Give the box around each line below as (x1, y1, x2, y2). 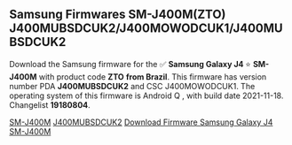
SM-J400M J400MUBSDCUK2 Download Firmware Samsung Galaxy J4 (9, 117, 273, 127)
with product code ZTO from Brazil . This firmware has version (38, 71, 267, 82)
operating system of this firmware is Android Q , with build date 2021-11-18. (9, 90, 284, 101)
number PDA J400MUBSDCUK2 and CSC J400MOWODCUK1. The (9, 80, 256, 91)
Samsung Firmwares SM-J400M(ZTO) (9, 7, 226, 22)
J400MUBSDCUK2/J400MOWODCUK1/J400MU (9, 21, 283, 36)
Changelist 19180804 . (9, 99, 91, 110)
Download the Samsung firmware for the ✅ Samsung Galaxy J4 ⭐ (9, 58, 251, 69)
